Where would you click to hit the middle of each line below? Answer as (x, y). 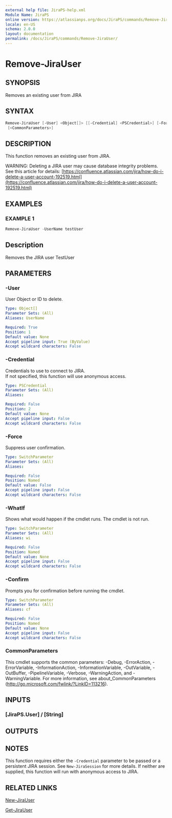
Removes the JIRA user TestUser (40, 257)
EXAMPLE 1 (20, 218)
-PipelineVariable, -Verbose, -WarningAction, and (80, 673)
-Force (14, 436)
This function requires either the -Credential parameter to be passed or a (83, 761)
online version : (23, 19)
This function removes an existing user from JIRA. (58, 156)
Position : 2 (18, 409)
